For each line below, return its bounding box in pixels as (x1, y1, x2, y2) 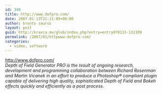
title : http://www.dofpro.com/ (5, 12, 69, 17)
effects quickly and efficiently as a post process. (5, 83, 104, 89)
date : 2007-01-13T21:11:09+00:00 (5, 16, 74, 21)
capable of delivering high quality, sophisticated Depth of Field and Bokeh (5, 78, 156, 84)
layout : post (5, 25, 32, 30)
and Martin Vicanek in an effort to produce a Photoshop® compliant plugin (5, 72, 157, 78)
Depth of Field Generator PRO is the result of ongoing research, (5, 62, 134, 68)
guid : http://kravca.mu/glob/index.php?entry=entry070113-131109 (5, 30, 142, 35)
